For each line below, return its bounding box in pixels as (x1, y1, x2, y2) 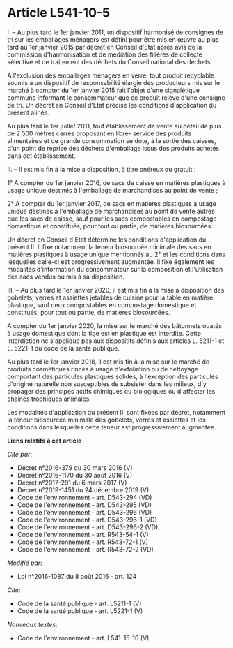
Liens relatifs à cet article (7, 436, 82, 445)
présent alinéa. (7, 108, 50, 117)
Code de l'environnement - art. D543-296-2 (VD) (17, 522, 159, 531)
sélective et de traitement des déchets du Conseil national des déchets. (7, 57, 213, 66)
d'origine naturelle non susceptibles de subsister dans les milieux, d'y (7, 379, 207, 388)
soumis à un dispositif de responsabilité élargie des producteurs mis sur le (7, 78, 220, 87)
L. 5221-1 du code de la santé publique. (7, 344, 120, 352)
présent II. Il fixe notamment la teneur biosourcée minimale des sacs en (7, 242, 211, 251)
